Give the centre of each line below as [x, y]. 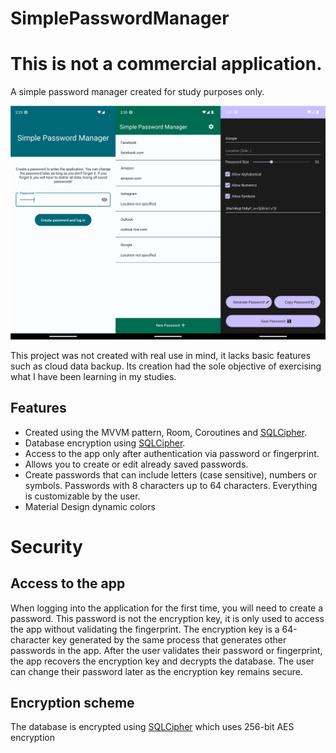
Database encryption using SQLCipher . [105, 443]
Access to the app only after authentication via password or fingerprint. [172, 453]
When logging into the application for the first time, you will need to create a [167, 608]
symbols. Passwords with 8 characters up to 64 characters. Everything [171, 485]
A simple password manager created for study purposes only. [137, 92]
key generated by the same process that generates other [169, 639]
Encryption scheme [72, 702]
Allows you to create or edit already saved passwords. [136, 464]
